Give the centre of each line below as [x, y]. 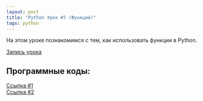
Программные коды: [48, 71]
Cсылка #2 [20, 92]
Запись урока [24, 52]
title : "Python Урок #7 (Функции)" [51, 18]
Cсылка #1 [20, 86]
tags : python [23, 23]
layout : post [23, 12]
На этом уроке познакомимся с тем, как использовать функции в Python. [102, 41]
